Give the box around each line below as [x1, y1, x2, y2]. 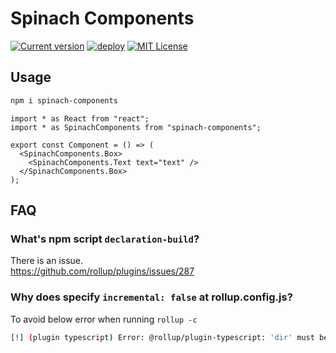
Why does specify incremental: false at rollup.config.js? [10, 290, 293, 304]
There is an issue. [10, 255, 84, 267]
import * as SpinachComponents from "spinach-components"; [10, 122, 262, 132]
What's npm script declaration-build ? [10, 232, 200, 246]
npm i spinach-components [10, 95, 118, 106]
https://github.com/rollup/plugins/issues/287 [10, 265, 195, 277]
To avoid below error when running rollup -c [10, 313, 198, 325]
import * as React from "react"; [10, 113, 150, 124]
